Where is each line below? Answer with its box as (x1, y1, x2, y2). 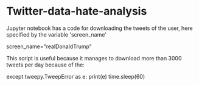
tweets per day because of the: (6, 61, 85, 68)
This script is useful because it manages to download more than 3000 (6, 54, 182, 62)
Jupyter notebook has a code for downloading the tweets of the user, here (6, 24, 193, 32)
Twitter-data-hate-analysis (6, 4, 147, 18)
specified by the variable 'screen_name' (6, 30, 106, 38)
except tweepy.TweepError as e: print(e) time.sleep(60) (6, 73, 145, 80)
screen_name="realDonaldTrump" (6, 43, 93, 50)
